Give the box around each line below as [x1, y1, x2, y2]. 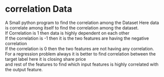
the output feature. [5, 66, 43, 72]
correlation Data [5, 3, 72, 15]
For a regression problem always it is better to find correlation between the [5, 51, 156, 57]
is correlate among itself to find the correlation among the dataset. [5, 25, 139, 30]
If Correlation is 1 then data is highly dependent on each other [5, 30, 130, 36]
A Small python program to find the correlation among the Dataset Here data [5, 20, 159, 26]
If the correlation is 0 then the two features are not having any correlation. [5, 46, 154, 51]
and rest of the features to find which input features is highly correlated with [5, 61, 159, 67]
